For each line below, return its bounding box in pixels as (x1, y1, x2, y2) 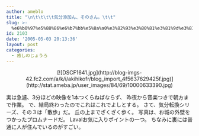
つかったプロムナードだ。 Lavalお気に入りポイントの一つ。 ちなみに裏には (6, 116, 188, 123)
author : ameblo (6, 8, 44, 15)
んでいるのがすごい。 (31, 123, 84, 130)
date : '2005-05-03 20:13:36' (6, 36, 78, 42)
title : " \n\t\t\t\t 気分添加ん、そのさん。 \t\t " (6, 14, 116, 20)
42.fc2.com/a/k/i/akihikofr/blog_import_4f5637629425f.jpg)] (25, 75, 174, 82)
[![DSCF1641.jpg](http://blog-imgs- (57, 69, 142, 76)
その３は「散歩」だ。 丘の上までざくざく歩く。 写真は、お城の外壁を (21, 108, 191, 115)
